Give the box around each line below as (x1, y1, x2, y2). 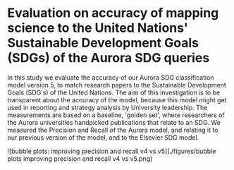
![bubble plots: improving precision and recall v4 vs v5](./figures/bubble (7, 147, 216, 155)
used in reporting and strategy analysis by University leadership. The (7, 103, 208, 111)
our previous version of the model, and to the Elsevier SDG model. (7, 133, 199, 142)
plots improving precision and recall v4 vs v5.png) (7, 154, 153, 163)
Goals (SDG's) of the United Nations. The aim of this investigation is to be (7, 88, 221, 97)
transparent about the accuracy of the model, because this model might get (7, 95, 227, 104)
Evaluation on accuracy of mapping (7, 5, 219, 21)
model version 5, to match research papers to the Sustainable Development (7, 80, 227, 89)
